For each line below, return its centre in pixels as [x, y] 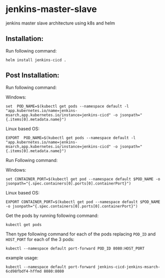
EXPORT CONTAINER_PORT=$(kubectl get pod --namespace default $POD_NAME [83, 202]
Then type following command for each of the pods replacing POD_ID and [81, 234]
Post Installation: [32, 75]
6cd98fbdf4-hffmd [24, 271]
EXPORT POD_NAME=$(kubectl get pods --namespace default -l [71, 138]
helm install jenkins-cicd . [36, 60]
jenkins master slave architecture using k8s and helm [60, 23]
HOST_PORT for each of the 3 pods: [40, 239]
